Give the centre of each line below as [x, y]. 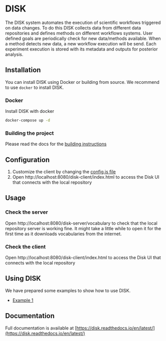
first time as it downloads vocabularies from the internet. [63, 234]
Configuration [27, 160]
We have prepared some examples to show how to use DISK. [68, 291]
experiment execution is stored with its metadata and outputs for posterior [82, 49]
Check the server [27, 212]
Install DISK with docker [30, 111]
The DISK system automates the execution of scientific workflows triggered [83, 22]
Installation [23, 70]
